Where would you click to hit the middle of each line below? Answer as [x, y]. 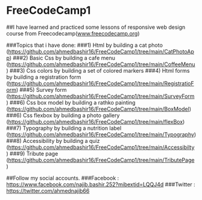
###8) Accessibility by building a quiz [53, 141]
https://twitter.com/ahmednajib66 [48, 190]
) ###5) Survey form [42, 89]
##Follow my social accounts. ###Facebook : [63, 178]
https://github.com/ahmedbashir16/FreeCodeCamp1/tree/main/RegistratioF [101, 83]
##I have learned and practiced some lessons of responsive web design [96, 27]
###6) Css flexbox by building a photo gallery [63, 115]
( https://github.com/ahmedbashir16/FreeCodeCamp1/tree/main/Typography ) [101, 134]
